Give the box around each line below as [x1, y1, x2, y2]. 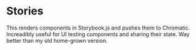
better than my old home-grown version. [6, 37, 108, 44]
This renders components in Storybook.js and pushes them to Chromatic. [6, 24, 191, 31]
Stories [6, 4, 44, 18]
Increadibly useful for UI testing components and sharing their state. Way [6, 30, 190, 37]
